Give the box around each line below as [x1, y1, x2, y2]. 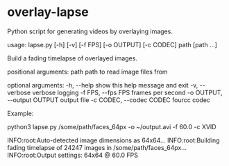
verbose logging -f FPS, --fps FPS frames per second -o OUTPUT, [32, 88, 223, 97]
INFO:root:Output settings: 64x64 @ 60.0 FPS [7, 151, 139, 159]
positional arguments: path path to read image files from [7, 67, 168, 76]
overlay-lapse [7, 4, 89, 20]
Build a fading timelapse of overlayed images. [7, 53, 137, 63]
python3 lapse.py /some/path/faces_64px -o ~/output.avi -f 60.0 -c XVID [7, 122, 217, 131]
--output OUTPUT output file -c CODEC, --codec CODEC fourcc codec [7, 95, 210, 104]
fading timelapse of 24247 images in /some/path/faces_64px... [7, 143, 187, 151]
